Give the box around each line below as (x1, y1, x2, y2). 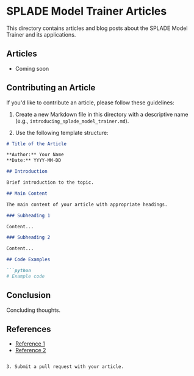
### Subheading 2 (6, 234, 51, 240)
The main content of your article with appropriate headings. (6, 201, 168, 208)
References (6, 324, 51, 334)
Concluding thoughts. (6, 306, 61, 314)
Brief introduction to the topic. (6, 179, 95, 186)
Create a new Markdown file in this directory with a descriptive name (15, 110, 189, 118)
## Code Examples (6, 256, 51, 263)
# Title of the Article (6, 140, 67, 147)
